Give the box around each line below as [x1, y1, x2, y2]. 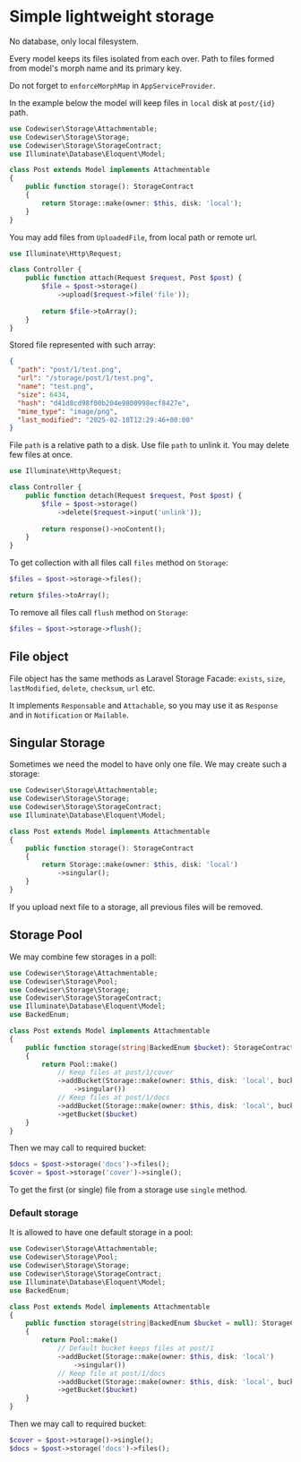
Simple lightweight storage [9, 6, 215, 27]
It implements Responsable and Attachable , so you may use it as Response [9, 700, 279, 710]
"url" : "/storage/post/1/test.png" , [17, 374, 154, 383]
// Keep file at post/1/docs [56, 1369, 167, 1378]
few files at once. [9, 450, 73, 460]
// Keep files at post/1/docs [56, 1093, 170, 1102]
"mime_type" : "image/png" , [17, 407, 118, 416]
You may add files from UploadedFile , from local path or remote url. [9, 231, 258, 243]
